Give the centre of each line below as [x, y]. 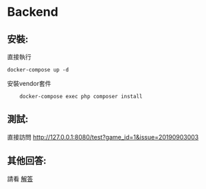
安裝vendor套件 [29, 84]
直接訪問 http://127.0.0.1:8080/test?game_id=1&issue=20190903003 [103, 137]
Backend [33, 12]
